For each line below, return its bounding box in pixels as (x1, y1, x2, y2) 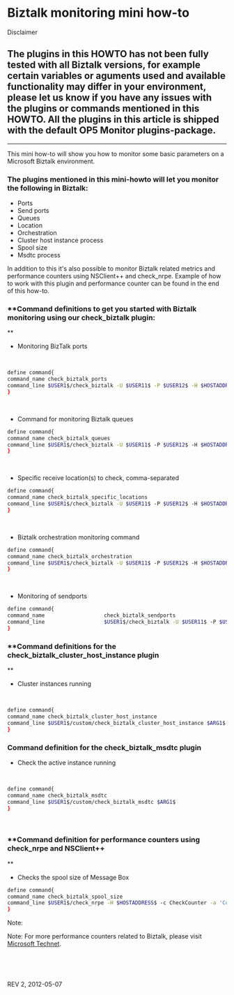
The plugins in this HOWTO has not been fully (7, 48, 209, 60)
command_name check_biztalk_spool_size (7, 893, 123, 900)
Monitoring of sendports (17, 592, 88, 601)
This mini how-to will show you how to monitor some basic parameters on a (7, 149, 224, 158)
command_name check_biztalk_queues (7, 435, 111, 442)
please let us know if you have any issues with (7, 92, 212, 104)
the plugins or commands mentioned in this (7, 103, 200, 114)
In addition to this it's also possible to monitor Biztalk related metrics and (7, 264, 216, 273)
